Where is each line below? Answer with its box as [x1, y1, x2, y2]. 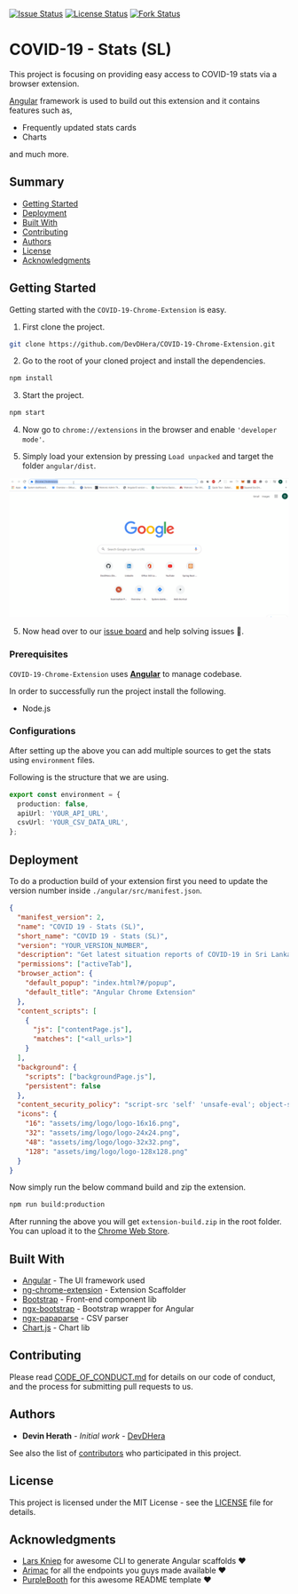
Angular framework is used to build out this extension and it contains [9, 95, 261, 106]
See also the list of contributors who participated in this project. [9, 1447, 242, 1458]
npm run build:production [9, 1200, 105, 1209]
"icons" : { [17, 1110, 58, 1119]
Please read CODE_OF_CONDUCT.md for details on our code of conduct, [9, 1371, 276, 1382]
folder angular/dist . [21, 460, 97, 471]
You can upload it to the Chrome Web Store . [9, 1226, 170, 1237]
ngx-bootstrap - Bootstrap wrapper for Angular [21, 1303, 195, 1314]
